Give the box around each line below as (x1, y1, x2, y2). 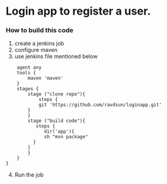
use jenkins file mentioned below (14, 53, 98, 60)
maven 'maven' (28, 75, 64, 82)
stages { (17, 86, 39, 92)
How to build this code (6, 26, 74, 35)
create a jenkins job (14, 40, 65, 47)
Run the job (14, 171, 44, 179)
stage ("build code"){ (28, 118, 86, 124)
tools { (17, 70, 36, 76)
